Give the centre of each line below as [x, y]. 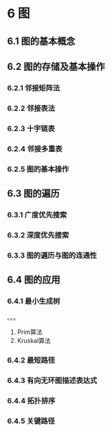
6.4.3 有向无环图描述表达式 [52, 381]
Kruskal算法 [34, 341]
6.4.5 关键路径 [31, 421]
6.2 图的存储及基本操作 [56, 67]
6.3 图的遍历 [34, 193]
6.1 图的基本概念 [41, 41]
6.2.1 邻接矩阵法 [34, 88]
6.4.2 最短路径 [31, 360]
